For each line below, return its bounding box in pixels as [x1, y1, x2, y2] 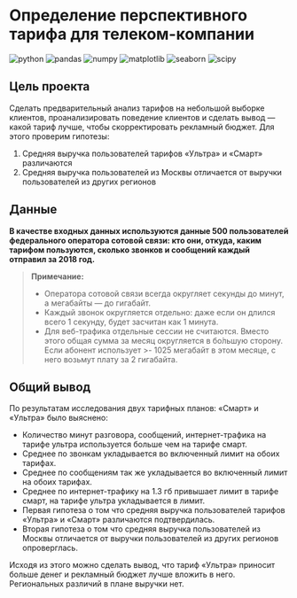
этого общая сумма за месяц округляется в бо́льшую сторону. [43, 335, 284, 346]
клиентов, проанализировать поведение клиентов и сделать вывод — [9, 112, 276, 122]
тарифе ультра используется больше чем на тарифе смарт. [21, 439, 248, 450]
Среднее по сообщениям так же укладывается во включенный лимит [21, 467, 288, 478]
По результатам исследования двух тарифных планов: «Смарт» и [9, 403, 259, 414]
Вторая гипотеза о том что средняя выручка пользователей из [21, 524, 262, 534]
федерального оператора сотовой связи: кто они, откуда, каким [9, 235, 262, 245]
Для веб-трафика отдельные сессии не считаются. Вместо [43, 325, 270, 337]
